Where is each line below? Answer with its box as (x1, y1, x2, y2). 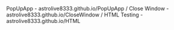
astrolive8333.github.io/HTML (6, 18, 81, 24)
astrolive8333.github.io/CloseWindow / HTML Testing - (6, 11, 143, 18)
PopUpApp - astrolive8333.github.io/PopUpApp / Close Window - (6, 5, 169, 12)
